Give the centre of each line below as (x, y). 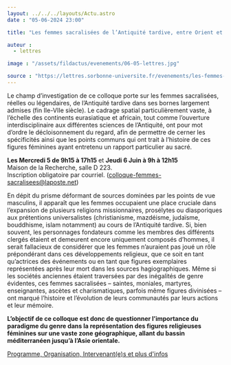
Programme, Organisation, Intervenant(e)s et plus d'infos (88, 354)
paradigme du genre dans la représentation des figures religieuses (104, 326)
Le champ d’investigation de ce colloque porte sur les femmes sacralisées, (113, 95)
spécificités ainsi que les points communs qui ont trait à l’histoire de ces (109, 139)
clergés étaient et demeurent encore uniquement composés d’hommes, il (111, 239)
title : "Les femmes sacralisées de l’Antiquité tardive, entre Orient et (115, 32)
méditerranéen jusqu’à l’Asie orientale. (64, 340)
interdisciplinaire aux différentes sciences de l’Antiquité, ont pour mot (105, 125)
